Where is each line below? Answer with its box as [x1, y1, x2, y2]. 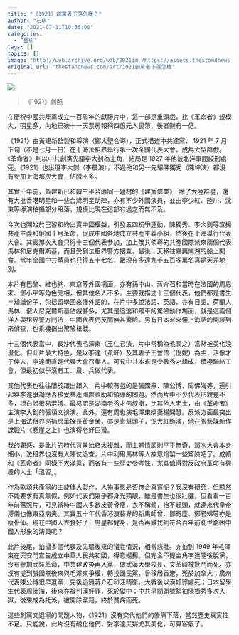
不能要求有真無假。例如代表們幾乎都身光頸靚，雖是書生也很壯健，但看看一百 [7, 491, 232, 500]
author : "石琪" [7, 17, 51, 24]
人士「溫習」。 [19, 467, 60, 476]
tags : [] [7, 43, 33, 51]
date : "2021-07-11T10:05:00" [7, 23, 94, 31]
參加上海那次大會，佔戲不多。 [13, 172, 101, 180]
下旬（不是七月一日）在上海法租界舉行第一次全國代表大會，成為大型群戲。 [7, 145, 225, 154]
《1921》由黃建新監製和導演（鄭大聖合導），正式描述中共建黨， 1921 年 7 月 [7, 136, 228, 145]
